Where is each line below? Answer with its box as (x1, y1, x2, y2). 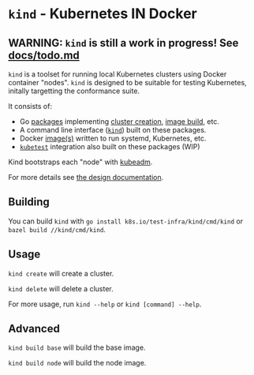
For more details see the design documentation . (8, 173, 164, 182)
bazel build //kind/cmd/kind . (8, 224, 106, 234)
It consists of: (8, 102, 53, 111)
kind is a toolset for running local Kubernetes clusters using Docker (8, 69, 227, 79)
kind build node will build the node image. (8, 358, 147, 368)
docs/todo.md (8, 48, 80, 62)
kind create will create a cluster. (8, 268, 114, 278)
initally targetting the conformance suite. (8, 86, 140, 96)
